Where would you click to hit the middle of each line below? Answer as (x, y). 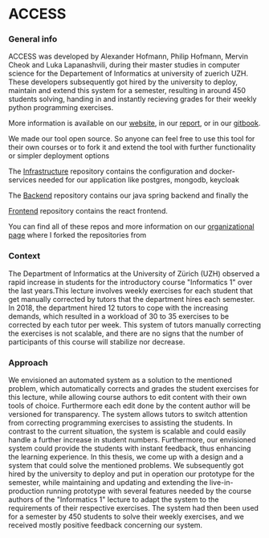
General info (33, 39)
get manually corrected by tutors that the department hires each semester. (132, 299)
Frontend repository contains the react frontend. (88, 211)
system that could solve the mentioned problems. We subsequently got (126, 466)
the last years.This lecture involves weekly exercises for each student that (130, 291)
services (22, 180)
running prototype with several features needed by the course (149, 491)
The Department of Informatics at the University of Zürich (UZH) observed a (134, 273)
